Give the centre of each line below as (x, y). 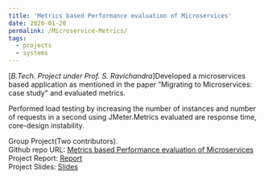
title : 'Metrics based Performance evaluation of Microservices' (120, 16)
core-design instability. (46, 126)
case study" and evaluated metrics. (67, 93)
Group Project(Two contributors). (63, 141)
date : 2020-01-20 (37, 23)
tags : (17, 38)
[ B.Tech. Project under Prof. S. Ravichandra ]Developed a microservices (127, 76)
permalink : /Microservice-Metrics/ (68, 31)
